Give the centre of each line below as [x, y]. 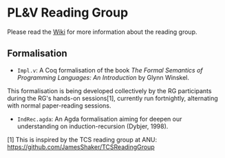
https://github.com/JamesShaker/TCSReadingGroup [81, 147]
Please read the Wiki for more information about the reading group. [102, 32]
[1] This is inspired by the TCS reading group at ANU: [82, 139]
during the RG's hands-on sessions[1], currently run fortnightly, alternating [112, 98]
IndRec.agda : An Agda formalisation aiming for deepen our [99, 119]
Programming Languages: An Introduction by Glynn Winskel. [103, 77]
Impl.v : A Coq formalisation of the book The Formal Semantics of [110, 70]
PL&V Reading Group [68, 13]
